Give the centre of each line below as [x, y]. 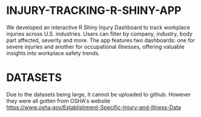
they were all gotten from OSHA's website [58, 101]
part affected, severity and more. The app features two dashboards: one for [101, 40]
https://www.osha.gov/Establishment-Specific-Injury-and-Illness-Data [94, 107]
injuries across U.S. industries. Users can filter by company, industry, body [99, 33]
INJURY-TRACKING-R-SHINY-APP [94, 11]
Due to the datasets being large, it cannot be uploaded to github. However [99, 94]
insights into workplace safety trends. [53, 53]
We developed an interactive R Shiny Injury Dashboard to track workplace [98, 27]
